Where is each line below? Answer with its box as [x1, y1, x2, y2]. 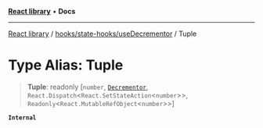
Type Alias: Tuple [8, 56, 124, 74]
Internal [8, 113, 37, 122]
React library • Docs [8, 7, 76, 16]
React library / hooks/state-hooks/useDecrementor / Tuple [8, 29, 197, 38]
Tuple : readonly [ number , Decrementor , [27, 82, 149, 91]
